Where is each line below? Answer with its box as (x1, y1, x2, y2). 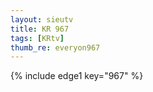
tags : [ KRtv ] (10, 33, 65, 43)
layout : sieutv (10, 14, 74, 25)
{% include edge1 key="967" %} (10, 70, 144, 82)
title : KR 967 (10, 24, 70, 34)
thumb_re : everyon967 (10, 42, 101, 53)
